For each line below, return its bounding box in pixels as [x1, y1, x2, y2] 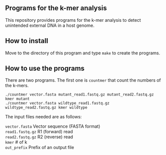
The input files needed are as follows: [5, 114, 82, 120]
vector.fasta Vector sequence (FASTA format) [5, 123, 101, 129]
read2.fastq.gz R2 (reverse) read [5, 134, 73, 140]
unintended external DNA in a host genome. [5, 22, 95, 28]
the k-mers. [5, 83, 29, 89]
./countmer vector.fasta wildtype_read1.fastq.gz [5, 101, 110, 106]
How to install [5, 37, 49, 45]
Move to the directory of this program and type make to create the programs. [5, 50, 161, 56]
